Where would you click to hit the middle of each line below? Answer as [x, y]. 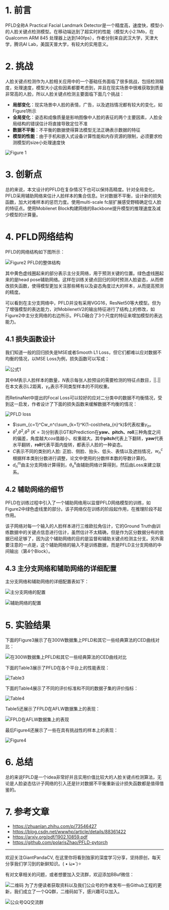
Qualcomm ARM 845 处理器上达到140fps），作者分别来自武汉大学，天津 [80, 38]
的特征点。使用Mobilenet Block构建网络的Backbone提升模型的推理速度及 [81, 208]
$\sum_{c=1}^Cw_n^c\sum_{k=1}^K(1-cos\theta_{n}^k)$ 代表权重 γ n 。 [83, 425]
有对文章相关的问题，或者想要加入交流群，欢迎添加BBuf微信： [70, 875]
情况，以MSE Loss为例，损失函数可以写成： [64, 358]
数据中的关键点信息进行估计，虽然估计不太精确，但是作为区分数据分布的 [84, 532]
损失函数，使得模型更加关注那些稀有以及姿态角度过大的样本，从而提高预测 [87, 286]
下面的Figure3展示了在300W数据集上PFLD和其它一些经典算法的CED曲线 [80, 640]
